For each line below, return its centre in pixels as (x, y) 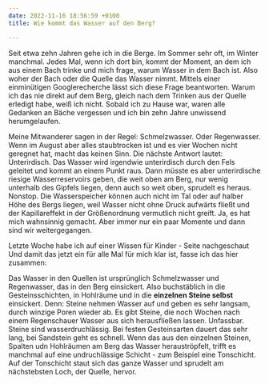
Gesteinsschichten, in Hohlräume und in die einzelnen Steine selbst (121, 295)
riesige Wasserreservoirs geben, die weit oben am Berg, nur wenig (118, 179)
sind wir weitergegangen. (50, 230)
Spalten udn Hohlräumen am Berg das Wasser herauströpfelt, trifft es (122, 346)
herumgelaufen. (34, 121)
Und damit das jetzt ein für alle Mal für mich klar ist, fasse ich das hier (123, 254)
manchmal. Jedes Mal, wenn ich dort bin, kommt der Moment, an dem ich (130, 62)
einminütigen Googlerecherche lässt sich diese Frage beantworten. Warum (132, 87)
